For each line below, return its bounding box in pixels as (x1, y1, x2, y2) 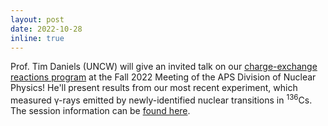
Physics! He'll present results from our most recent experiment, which (10, 82, 298, 94)
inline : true (10, 33, 65, 43)
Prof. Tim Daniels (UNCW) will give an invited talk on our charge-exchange (10, 61, 318, 73)
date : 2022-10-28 (10, 24, 83, 34)
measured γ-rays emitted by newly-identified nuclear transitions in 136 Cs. (10, 92, 313, 106)
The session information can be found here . (10, 105, 191, 117)
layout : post (10, 14, 65, 25)
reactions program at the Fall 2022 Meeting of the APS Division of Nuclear (10, 71, 317, 83)
